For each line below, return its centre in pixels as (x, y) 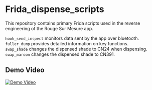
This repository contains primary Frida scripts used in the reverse (73, 23)
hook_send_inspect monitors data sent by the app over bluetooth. (72, 38)
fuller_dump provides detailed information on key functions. (67, 43)
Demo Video (25, 70)
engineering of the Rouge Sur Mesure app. (49, 28)
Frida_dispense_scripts (55, 9)
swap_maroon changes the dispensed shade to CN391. (60, 54)
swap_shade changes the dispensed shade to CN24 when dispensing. (76, 49)
